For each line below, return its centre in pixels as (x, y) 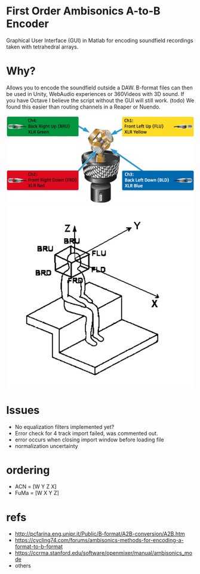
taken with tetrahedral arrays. (42, 47)
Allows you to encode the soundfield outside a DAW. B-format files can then (99, 88)
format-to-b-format (39, 546)
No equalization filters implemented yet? (64, 426)
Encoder (27, 24)
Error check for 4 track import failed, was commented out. (86, 433)
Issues (23, 410)
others (23, 566)
